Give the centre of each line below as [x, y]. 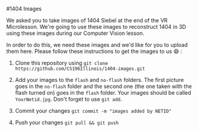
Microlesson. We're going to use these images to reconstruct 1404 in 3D [96, 27]
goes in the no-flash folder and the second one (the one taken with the [103, 86]
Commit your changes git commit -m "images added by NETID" [93, 111]
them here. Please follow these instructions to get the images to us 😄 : [94, 51]
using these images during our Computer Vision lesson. [75, 33]
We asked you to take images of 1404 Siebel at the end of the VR [87, 20]
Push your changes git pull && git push [67, 122]
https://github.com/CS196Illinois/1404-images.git [80, 69]
